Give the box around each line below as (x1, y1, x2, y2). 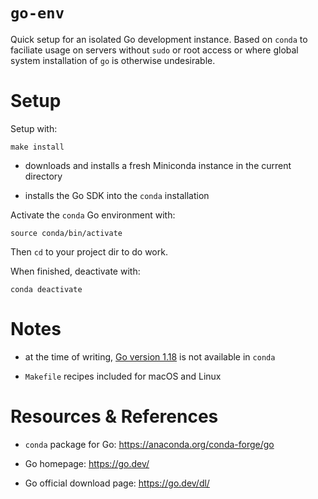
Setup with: (10, 122, 58, 134)
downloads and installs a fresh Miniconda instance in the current (24, 159, 292, 171)
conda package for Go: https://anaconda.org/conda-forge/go (24, 438, 275, 450)
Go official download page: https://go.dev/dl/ (24, 477, 210, 489)
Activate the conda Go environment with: (10, 209, 176, 221)
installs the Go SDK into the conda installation (24, 189, 210, 201)
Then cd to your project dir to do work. (10, 245, 168, 258)
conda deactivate (10, 284, 83, 294)
